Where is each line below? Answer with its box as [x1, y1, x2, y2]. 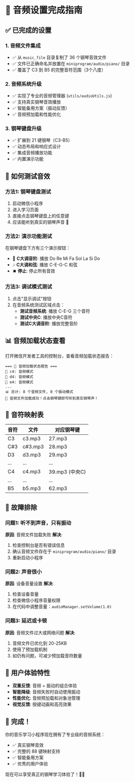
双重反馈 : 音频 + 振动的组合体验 [12, 683, 77, 689]
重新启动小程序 [12, 555, 43, 561]
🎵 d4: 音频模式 [5, 374, 34, 379]
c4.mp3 [22, 468, 41, 475]
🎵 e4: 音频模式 [5, 380, 34, 385]
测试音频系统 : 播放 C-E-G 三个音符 [19, 308, 90, 314]
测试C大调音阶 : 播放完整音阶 [19, 320, 78, 326]
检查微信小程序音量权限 [12, 597, 61, 603]
